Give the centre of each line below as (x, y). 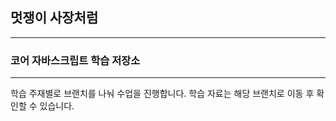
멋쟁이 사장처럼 (54, 18)
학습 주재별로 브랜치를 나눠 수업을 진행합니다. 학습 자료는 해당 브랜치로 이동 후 (162, 94)
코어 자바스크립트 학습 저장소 (75, 60)
